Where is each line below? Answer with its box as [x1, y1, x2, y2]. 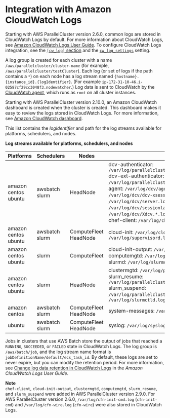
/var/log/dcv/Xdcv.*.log [108, 211, 168, 217]
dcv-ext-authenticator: [108, 172, 164, 179]
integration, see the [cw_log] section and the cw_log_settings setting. [5, 47, 151, 53]
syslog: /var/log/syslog [108, 322, 166, 329]
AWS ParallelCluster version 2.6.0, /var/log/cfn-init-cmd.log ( [5, 396, 137, 402]
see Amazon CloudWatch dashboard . [5, 115, 83, 121]
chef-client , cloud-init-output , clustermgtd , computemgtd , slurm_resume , [5, 385, 157, 391]
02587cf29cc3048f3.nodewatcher [5, 85, 71, 90]
